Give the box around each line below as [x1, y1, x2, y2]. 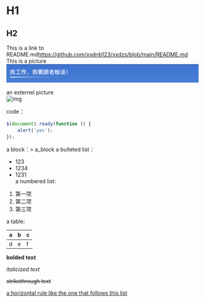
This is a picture [6, 58, 47, 64]
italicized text [6, 266, 40, 273]
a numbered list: [15, 177, 56, 184]
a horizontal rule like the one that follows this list [6, 289, 128, 297]
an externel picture [6, 89, 54, 96]
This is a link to [6, 44, 45, 51]
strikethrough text [6, 277, 51, 285]
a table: [6, 217, 26, 225]
